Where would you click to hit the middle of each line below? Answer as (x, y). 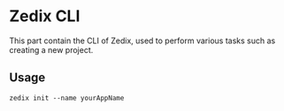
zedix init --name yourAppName (67, 98)
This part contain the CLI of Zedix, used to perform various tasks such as (142, 41)
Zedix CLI (45, 16)
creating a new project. (51, 49)
